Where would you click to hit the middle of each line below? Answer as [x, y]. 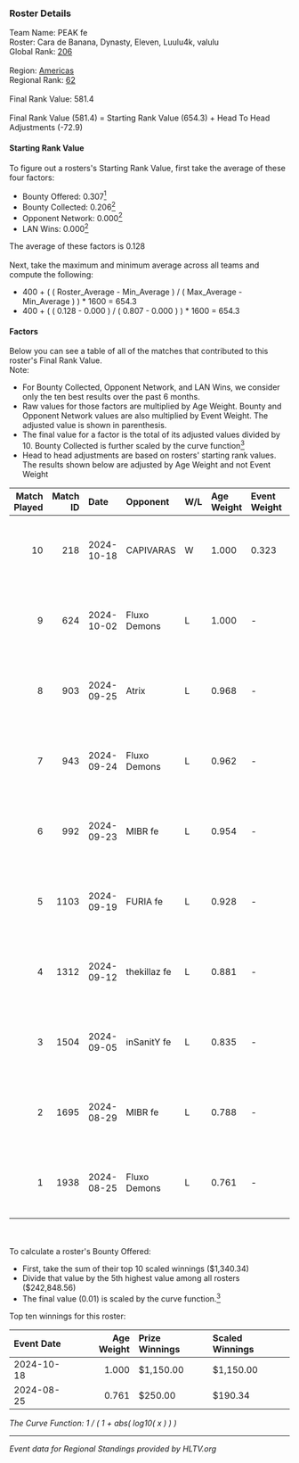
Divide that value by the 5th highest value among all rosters [131, 1277]
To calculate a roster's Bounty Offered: [80, 1251]
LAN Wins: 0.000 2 [55, 228]
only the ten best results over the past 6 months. [111, 397]
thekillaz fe [149, 971]
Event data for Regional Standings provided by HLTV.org [113, 1449]
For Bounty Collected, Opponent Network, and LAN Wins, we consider [151, 387]
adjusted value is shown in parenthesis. [94, 426]
